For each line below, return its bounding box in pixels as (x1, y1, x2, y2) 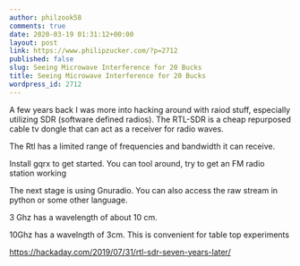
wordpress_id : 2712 (9, 80, 82, 89)
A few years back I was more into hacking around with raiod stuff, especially (9, 104, 291, 115)
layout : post (9, 38, 58, 47)
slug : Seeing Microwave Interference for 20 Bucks (9, 64, 202, 73)
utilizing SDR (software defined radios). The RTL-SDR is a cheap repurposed (9, 114, 291, 124)
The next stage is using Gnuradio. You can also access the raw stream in (9, 184, 279, 195)
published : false (9, 55, 74, 64)
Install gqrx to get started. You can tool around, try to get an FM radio (9, 158, 265, 168)
